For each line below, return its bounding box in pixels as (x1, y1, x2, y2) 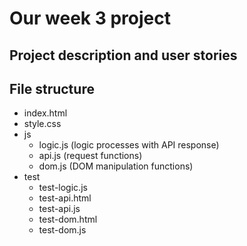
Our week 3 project (9, 7, 171, 30)
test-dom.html (38, 213, 98, 226)
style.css (23, 118, 62, 130)
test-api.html (38, 192, 92, 204)
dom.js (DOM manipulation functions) (38, 160, 194, 172)
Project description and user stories (9, 47, 238, 64)
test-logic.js (38, 182, 88, 194)
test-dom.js (38, 224, 87, 236)
